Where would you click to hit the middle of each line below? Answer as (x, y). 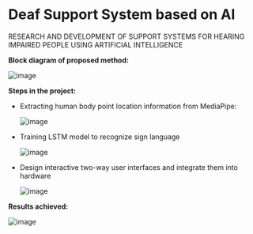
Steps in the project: (42, 91)
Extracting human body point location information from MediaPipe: (128, 106)
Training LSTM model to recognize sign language (100, 137)
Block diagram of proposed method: (68, 60)
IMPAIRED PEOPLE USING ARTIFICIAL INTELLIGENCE (96, 44)
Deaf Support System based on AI (122, 15)
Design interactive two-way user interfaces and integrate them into (129, 167)
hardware (35, 175)
